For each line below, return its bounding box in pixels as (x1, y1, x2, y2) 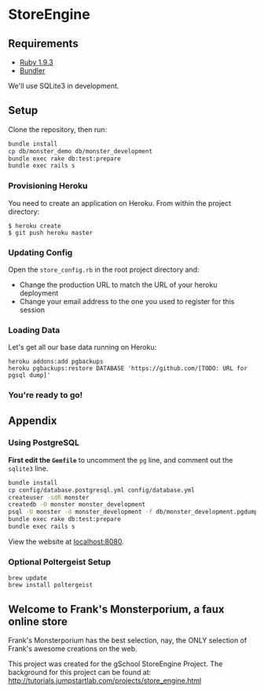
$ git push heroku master (8, 229, 93, 236)
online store (8, 614, 68, 628)
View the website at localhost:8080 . (8, 537, 124, 546)
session (19, 305, 46, 314)
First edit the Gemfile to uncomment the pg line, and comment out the (8, 455, 233, 464)
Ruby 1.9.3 (19, 57, 53, 67)
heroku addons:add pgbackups (8, 357, 104, 366)
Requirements (8, 37, 79, 50)
